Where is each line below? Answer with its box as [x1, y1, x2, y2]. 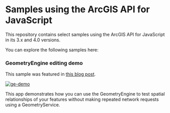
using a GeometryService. [5, 102, 60, 108]
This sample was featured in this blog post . [5, 71, 96, 77]
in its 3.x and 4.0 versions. [5, 37, 61, 43]
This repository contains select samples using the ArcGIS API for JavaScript [5, 31, 165, 37]
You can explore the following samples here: [5, 47, 99, 53]
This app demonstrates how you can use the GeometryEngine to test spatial [5, 91, 165, 97]
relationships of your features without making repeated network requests [5, 96, 159, 103]
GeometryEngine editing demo [5, 59, 83, 66]
